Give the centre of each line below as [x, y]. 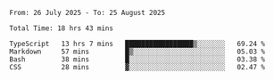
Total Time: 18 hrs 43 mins [62, 28]
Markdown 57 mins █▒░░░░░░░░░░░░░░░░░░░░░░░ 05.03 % [137, 52]
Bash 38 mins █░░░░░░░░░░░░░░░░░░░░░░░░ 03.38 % [137, 60]
